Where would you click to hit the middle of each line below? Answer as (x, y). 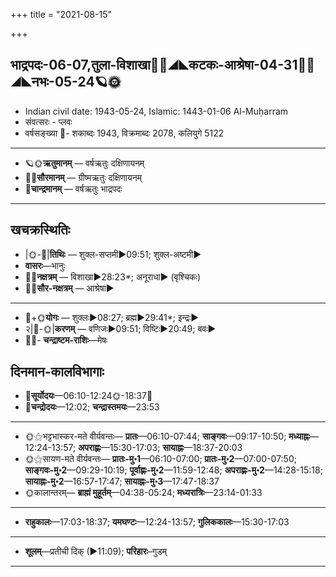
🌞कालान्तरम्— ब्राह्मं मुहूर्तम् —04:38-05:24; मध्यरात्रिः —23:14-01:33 (143, 493)
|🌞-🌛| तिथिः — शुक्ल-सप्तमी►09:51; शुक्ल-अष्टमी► (113, 254)
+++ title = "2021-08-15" (61, 14)
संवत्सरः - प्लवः (48, 121)
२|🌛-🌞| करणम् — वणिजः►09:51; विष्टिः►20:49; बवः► (120, 328)
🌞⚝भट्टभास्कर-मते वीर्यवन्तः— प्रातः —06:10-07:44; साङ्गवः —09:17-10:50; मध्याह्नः (167, 436)
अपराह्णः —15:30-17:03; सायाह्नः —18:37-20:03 (160, 448)
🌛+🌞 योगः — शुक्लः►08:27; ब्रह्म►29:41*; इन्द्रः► (112, 317)
